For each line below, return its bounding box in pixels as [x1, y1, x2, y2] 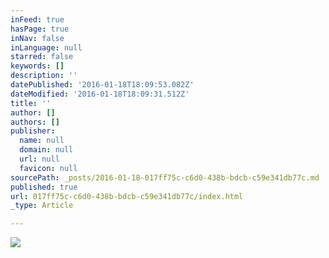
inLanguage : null [10, 42, 83, 53]
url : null [19, 154, 60, 164]
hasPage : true [10, 24, 70, 34]
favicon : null [19, 163, 78, 173]
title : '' [10, 98, 52, 108]
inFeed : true [10, 14, 65, 25]
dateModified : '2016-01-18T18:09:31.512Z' [10, 89, 190, 99]
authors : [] [10, 117, 60, 127]
